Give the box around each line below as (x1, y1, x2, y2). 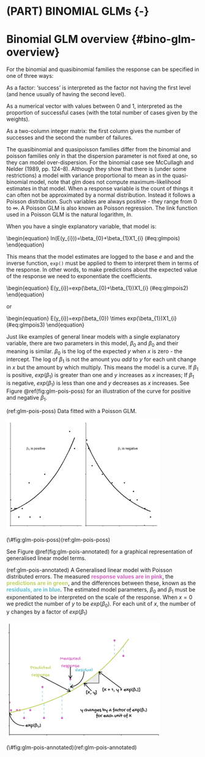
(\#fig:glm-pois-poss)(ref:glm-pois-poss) (6, 536, 111, 543)
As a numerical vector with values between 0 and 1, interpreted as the (6, 102, 182, 110)
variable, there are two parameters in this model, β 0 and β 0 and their (6, 340, 179, 348)
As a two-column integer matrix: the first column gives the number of (6, 127, 181, 135)
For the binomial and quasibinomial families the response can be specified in (6, 66, 199, 73)
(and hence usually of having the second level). (6, 91, 126, 98)
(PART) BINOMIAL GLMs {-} (6, 4, 149, 18)
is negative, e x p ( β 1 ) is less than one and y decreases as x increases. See (6, 379, 190, 388)
